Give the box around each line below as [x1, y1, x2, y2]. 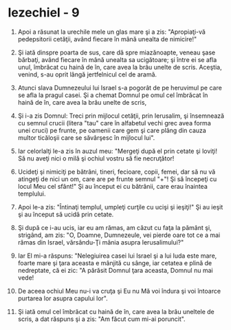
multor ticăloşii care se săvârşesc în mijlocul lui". [17, 133, 155, 142]
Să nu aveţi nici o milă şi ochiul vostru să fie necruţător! [17, 154, 175, 163]
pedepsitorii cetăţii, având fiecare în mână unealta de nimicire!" [17, 34, 197, 43]
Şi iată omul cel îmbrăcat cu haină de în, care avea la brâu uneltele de [17, 307, 215, 316]
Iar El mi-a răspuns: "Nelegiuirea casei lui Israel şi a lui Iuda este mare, [17, 251, 217, 260]
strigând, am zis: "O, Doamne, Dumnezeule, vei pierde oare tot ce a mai [17, 231, 221, 239]
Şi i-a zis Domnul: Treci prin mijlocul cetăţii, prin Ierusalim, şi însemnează [17, 112, 225, 120]
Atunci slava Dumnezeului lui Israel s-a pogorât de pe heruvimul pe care [17, 83, 222, 92]
